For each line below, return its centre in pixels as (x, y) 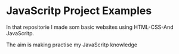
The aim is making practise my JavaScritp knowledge (72, 45)
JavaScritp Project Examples (79, 11)
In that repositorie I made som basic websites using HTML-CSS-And (90, 27)
